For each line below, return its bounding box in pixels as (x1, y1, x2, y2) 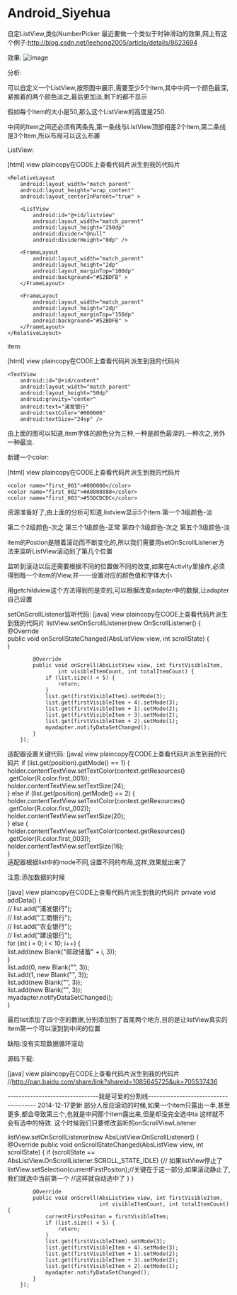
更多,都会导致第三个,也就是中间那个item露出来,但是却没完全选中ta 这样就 (7, 1109, 219, 1118)
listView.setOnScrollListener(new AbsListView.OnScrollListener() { (7, 1133, 200, 1141)
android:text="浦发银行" (20, 403, 89, 410)
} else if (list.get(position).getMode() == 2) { (7, 789, 136, 798)
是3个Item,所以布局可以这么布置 (7, 131, 100, 140)
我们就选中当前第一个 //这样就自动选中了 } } (7, 1174, 134, 1182)
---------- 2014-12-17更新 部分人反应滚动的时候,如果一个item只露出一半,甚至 (7, 1101, 231, 1109)
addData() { (7, 896, 41, 904)
